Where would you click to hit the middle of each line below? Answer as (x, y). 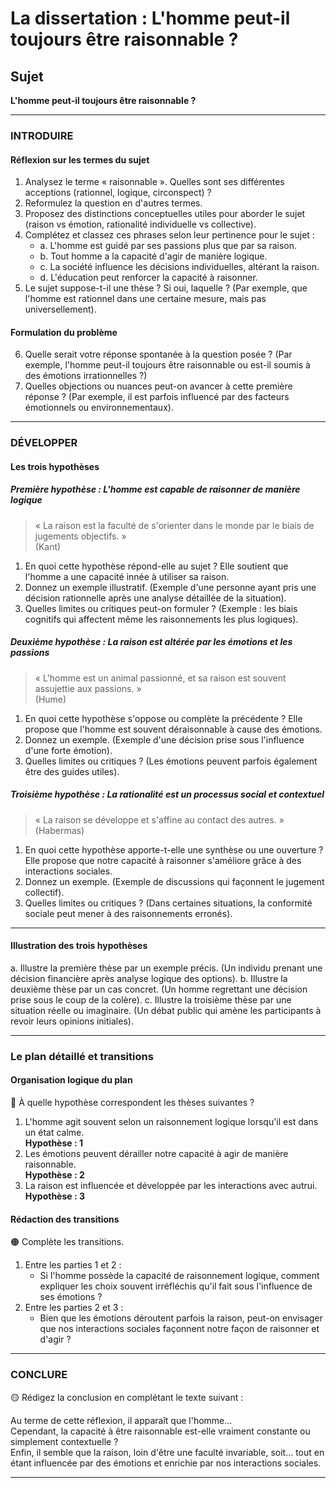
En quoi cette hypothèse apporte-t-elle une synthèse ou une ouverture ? (174, 849)
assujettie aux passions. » (88, 688)
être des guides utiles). (72, 771)
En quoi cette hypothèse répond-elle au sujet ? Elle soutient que (156, 566)
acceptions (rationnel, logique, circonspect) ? (118, 193)
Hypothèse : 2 (54, 1175)
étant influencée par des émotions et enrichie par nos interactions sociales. (166, 1463)
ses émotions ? (71, 1297)
